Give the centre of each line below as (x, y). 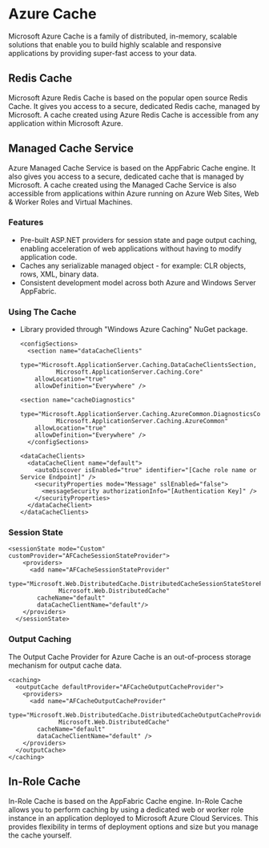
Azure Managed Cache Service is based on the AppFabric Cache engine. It (132, 168)
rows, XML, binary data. (59, 274)
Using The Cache (42, 312)
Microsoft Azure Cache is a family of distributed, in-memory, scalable (123, 36)
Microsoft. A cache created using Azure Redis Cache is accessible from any (133, 115)
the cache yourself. (40, 835)
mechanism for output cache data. (65, 665)
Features (26, 223)
